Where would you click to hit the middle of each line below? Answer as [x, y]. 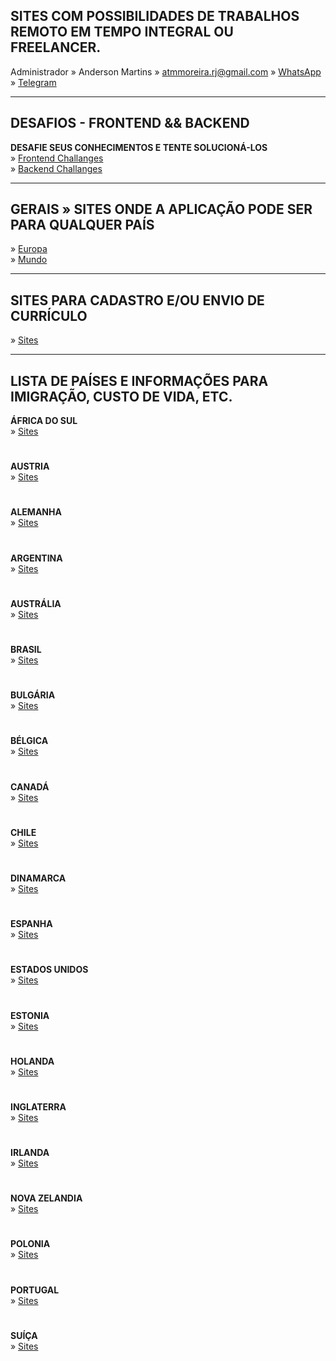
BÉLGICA [29, 741]
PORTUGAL [35, 1290]
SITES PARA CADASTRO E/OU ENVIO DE [137, 300]
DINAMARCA [38, 878]
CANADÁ [30, 786]
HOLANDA [32, 1061]
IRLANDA [30, 1153]
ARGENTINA [36, 558]
